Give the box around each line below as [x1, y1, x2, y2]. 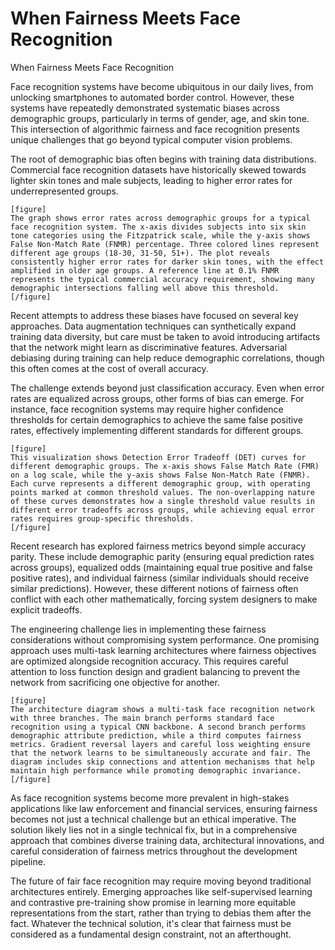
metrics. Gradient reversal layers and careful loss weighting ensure [10, 739, 311, 749]
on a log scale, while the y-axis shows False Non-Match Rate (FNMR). [10, 470, 311, 480]
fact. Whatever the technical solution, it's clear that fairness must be [10, 917, 292, 929]
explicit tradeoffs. [10, 603, 83, 616]
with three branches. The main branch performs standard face [10, 713, 275, 723]
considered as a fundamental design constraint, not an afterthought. [10, 928, 292, 940]
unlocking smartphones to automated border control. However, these [10, 91, 295, 103]
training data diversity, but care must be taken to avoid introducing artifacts [10, 330, 321, 342]
